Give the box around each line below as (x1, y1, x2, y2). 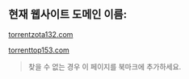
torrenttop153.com (8, 45, 70, 55)
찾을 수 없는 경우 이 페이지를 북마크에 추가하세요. (27, 61, 182, 71)
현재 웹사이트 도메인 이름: (8, 7, 128, 22)
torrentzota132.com (8, 29, 73, 39)
